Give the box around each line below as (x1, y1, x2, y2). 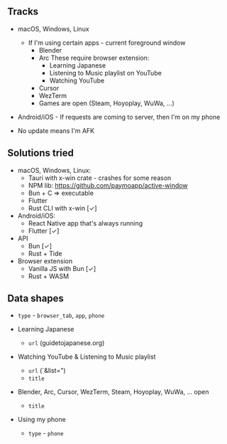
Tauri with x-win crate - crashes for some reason (28, 174, 172, 182)
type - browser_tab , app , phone (17, 311, 105, 319)
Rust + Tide (28, 249, 62, 258)
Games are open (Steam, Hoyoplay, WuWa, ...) (38, 99, 175, 107)
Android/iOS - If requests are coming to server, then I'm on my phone (17, 112, 221, 121)
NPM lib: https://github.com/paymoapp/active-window (28, 181, 188, 189)
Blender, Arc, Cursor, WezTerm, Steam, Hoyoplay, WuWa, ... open (17, 388, 209, 396)
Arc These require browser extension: (38, 53, 150, 62)
